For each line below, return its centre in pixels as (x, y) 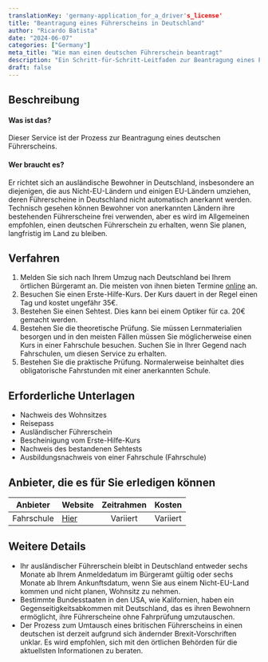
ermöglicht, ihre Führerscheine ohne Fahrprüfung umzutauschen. (127, 617)
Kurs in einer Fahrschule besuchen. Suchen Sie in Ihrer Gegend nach (133, 345)
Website (78, 505)
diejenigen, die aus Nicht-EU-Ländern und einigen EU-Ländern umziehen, (130, 191)
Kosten (168, 505)
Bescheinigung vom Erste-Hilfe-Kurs (80, 440)
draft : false (30, 68)
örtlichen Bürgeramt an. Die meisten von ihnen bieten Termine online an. (138, 286)
